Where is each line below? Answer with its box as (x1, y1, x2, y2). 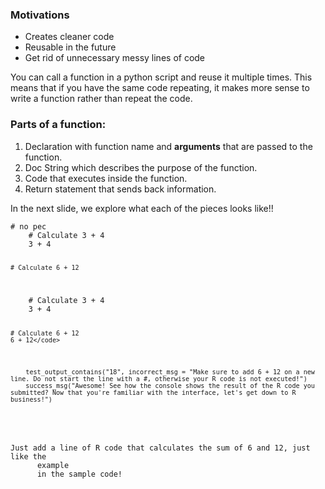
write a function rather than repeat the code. (10, 93, 193, 105)
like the (10, 452, 47, 462)
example (36, 461, 70, 471)
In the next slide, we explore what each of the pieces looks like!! (10, 202, 274, 214)
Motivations (10, 8, 70, 22)
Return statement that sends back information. (24, 183, 217, 195)
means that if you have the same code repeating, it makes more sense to (10, 82, 310, 94)
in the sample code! (36, 469, 123, 480)
